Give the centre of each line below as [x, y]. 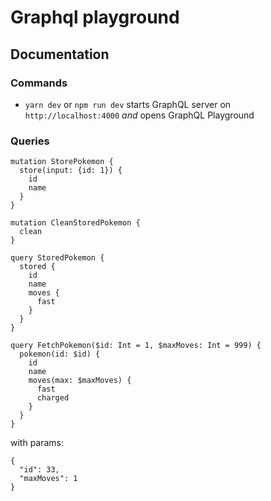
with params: [37, 443]
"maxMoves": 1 [48, 479]
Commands [39, 83]
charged [53, 398]
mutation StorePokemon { [62, 162]
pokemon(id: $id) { [60, 354]
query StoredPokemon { [57, 258]
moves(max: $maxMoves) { [80, 381]
